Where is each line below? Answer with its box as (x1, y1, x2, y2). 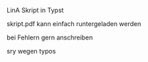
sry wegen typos (6, 47, 56, 55)
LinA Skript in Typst (6, 6, 64, 14)
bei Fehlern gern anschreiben (6, 33, 93, 42)
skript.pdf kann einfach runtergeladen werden (6, 20, 142, 27)
